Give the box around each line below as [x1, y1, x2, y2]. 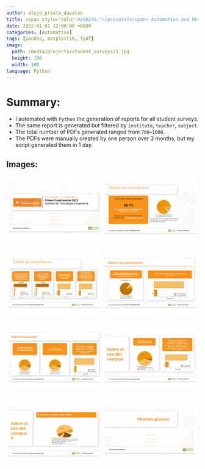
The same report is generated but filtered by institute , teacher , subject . [15, 122, 199, 129]
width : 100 [12, 61, 40, 67]
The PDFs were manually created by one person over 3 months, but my [15, 135, 195, 142]
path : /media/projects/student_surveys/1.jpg [12, 49, 130, 55]
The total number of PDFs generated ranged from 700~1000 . [15, 129, 165, 136]
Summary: [6, 95, 61, 109]
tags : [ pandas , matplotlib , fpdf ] [6, 36, 95, 42]
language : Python [6, 68, 51, 74]
